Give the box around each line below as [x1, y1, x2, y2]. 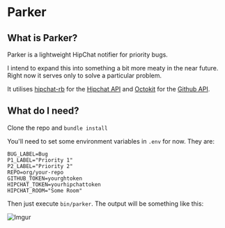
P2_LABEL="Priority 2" [7, 162, 73, 169]
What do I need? [7, 105, 79, 117]
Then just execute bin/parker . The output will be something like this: [7, 199, 204, 208]
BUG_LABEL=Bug [7, 151, 49, 158]
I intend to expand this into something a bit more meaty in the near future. [7, 64, 219, 72]
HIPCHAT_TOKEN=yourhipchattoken [7, 181, 101, 188]
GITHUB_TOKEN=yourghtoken [7, 175, 82, 182]
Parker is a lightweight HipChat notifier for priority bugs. [7, 50, 169, 59]
